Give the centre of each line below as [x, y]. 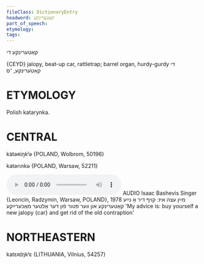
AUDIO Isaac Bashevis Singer [160, 193]
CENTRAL [32, 137]
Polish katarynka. [28, 112]
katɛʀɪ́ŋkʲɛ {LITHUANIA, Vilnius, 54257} [56, 254]
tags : [13, 35]
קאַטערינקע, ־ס [24, 70]
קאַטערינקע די [22, 52]
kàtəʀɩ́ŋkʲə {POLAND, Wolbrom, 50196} [55, 154]
